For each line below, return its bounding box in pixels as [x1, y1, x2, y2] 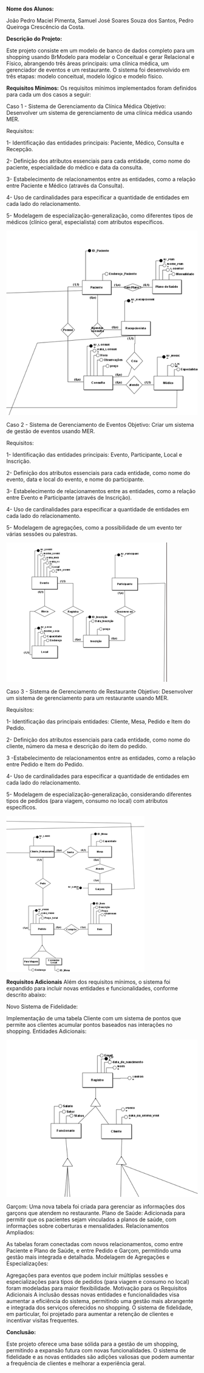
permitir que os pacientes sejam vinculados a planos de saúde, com [6, 1216, 177, 1223]
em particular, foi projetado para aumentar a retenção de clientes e [6, 1310, 174, 1317]
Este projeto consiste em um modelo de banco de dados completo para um [6, 47, 194, 54]
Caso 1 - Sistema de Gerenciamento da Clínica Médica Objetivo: [6, 103, 166, 110]
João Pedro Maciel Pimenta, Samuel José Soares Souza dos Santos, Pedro [6, 17, 194, 24]
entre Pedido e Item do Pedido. [6, 761, 84, 768]
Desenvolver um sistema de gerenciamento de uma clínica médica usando [6, 109, 192, 116]
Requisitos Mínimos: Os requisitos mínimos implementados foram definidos [6, 84, 197, 92]
